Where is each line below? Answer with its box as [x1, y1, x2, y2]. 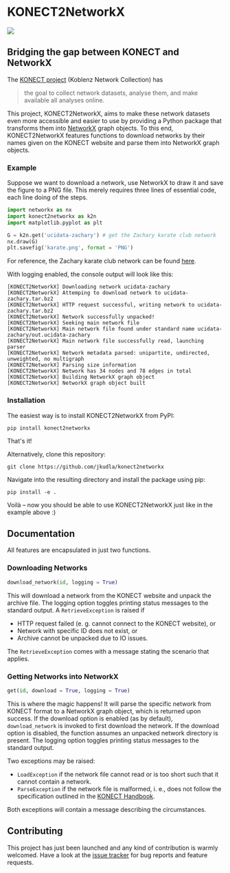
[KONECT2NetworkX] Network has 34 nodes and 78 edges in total [7, 368, 192, 375]
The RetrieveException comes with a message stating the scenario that [7, 647, 209, 655]
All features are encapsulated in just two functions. [7, 546, 151, 554]
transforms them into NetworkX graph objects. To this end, [7, 124, 174, 132]
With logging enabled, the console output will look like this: [7, 270, 174, 278]
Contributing [7, 826, 63, 837]
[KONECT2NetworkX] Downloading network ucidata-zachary [7, 283, 170, 291]
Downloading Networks [7, 563, 88, 573]
